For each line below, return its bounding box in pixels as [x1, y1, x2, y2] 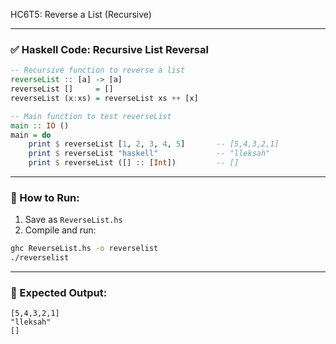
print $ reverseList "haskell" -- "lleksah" [28, 149, 271, 159]
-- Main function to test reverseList [10, 111, 172, 121]
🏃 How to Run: [10, 190, 80, 204]
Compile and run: [24, 224, 97, 236]
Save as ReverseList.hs [24, 214, 123, 226]
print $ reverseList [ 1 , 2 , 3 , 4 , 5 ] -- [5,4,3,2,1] [28, 139, 280, 149]
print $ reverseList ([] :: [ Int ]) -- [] [28, 158, 240, 168]
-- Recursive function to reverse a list [10, 65, 186, 76]
